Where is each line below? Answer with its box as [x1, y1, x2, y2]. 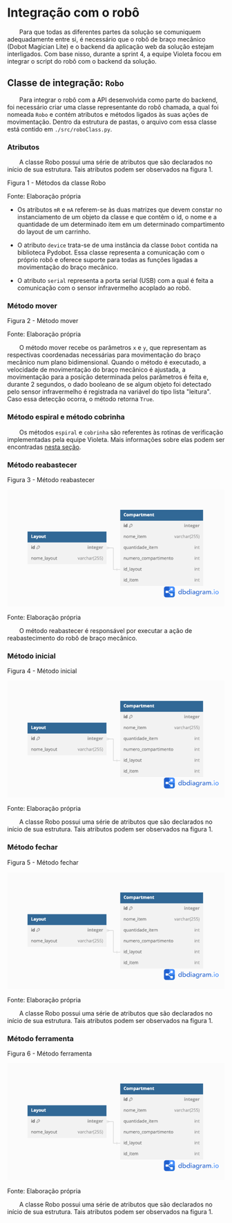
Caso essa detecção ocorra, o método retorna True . [7, 395, 155, 403]
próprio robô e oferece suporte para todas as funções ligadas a [17, 256, 198, 264]
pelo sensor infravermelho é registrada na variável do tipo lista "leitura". [7, 387, 211, 396]
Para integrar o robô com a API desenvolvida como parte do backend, [19, 95, 218, 104]
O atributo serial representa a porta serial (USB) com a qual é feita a [17, 277, 214, 285]
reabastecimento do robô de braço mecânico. [7, 634, 138, 642]
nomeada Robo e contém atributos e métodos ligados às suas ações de [7, 110, 209, 118]
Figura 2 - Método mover [7, 317, 79, 325]
